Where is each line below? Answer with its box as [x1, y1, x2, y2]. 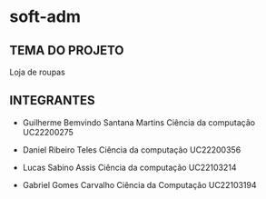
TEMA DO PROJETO [9, 43, 124, 58]
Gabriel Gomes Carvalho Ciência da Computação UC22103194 [22, 179, 257, 190]
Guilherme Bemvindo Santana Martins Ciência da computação [22, 116, 256, 128]
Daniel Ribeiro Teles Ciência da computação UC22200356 [22, 144, 241, 155]
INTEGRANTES [9, 93, 95, 108]
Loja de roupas [9, 66, 65, 77]
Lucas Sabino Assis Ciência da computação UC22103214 [22, 162, 238, 173]
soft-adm [9, 6, 82, 27]
